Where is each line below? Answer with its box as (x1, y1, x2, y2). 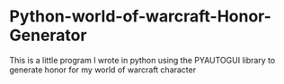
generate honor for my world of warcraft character (9, 64, 196, 75)
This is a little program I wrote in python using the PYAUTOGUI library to (9, 55, 276, 65)
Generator (9, 25, 87, 46)
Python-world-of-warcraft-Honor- (9, 6, 272, 27)
